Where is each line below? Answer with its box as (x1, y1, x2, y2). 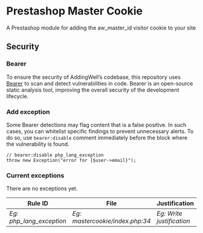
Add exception (6, 107, 50, 116)
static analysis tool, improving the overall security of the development (6, 86, 179, 93)
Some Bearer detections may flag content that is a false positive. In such (6, 121, 187, 128)
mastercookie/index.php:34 (72, 217, 151, 225)
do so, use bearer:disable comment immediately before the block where (6, 134, 188, 141)
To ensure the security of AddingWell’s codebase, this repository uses (6, 73, 181, 81)
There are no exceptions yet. (6, 185, 78, 192)
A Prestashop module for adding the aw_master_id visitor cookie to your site (6, 24, 196, 31)
